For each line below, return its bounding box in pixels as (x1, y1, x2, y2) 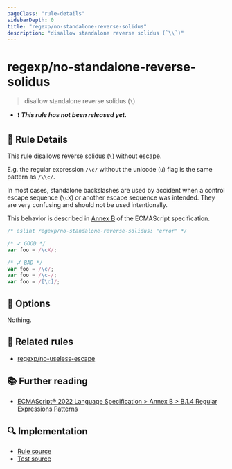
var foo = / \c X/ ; (7, 247, 57, 254)
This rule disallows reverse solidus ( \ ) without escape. (7, 152, 162, 160)
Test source (17, 454, 52, 463)
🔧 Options (7, 297, 51, 309)
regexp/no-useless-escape (17, 354, 96, 362)
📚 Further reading (7, 375, 88, 387)
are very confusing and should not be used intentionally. (7, 201, 168, 209)
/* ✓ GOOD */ (7, 240, 46, 247)
